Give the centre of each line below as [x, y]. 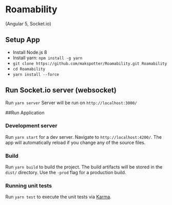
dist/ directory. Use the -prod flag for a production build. [66, 173]
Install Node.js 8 [30, 52]
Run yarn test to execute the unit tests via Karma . [58, 197]
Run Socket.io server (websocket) [61, 90]
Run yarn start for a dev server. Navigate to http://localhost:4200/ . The [83, 137]
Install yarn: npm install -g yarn [47, 58]
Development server [31, 126]
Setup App [23, 40]
